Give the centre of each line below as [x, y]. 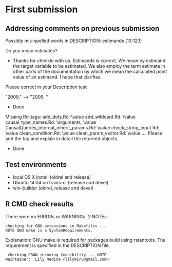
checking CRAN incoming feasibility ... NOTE [57, 255]
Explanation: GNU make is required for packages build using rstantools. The [85, 240]
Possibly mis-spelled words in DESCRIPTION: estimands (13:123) [74, 41]
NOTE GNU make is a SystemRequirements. [49, 230]
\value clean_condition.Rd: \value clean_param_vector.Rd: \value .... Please [84, 133]
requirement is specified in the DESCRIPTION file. [58, 245]
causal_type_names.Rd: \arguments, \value [51, 122]
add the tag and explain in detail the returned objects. [62, 139]
